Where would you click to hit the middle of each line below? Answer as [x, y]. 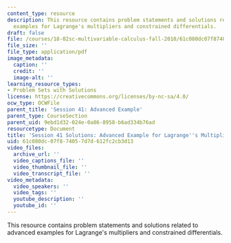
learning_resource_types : [44, 84]
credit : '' [29, 71]
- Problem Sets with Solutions [52, 90]
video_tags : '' [35, 193]
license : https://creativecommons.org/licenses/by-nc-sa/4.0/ [98, 97]
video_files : [26, 148]
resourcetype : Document [41, 129]
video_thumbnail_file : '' [51, 167]
